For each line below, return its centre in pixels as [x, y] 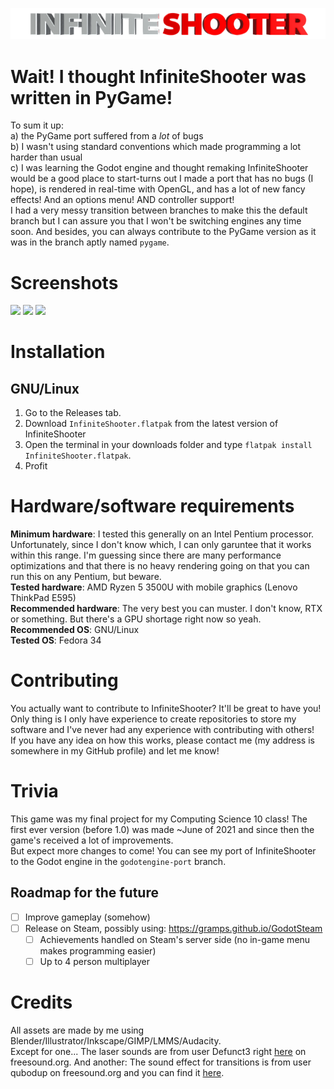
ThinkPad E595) [43, 598]
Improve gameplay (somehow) [87, 917]
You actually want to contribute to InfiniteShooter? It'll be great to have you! [166, 709]
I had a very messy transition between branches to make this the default [159, 210]
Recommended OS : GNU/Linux [75, 630]
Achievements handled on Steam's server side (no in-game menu [175, 940]
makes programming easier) [98, 951]
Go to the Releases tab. [73, 413]
